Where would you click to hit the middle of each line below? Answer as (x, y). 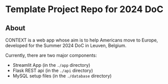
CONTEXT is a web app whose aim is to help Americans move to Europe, (82, 40)
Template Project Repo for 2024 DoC (85, 9)
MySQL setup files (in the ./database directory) (62, 76)
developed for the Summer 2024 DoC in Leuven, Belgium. (66, 46)
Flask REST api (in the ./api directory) (53, 70)
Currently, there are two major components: (51, 55)
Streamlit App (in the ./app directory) (51, 65)
